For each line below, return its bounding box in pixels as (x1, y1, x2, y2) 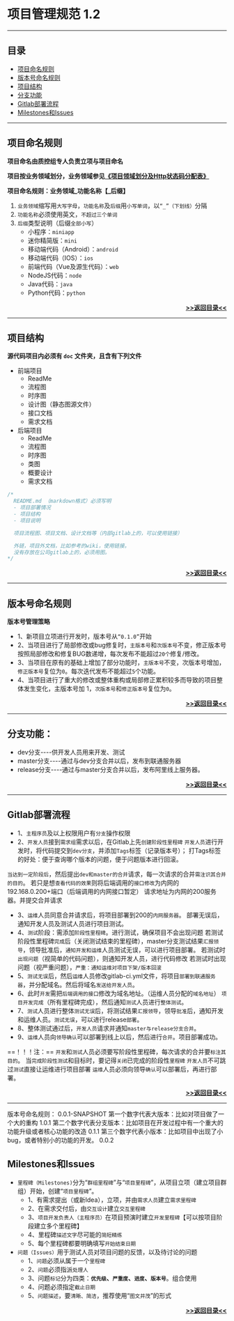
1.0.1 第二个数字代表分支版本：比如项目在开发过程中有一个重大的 (39, 1118, 224, 1127)
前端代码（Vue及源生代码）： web (27, 262, 120, 270)
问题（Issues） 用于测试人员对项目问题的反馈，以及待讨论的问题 (17, 1248, 198, 1256)
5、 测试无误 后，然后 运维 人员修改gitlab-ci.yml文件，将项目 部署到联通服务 (17, 971, 216, 980)
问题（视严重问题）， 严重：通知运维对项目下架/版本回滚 (17, 963, 162, 971)
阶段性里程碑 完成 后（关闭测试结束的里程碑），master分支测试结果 (17, 936, 203, 945)
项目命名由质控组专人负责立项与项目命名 (7, 157, 123, 165)
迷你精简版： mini (27, 236, 78, 245)
